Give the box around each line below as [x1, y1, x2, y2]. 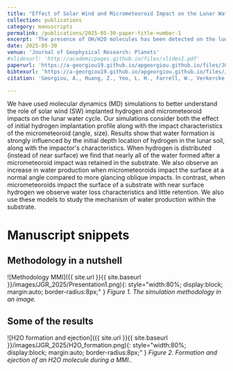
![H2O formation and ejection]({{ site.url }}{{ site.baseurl [7, 334, 169, 342]
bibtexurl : [7, 68, 39, 75]
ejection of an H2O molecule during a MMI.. [7, 356, 132, 364]
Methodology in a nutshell [7, 254, 123, 266]
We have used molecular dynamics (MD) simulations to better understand [7, 100, 218, 108]
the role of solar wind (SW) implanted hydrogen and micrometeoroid [7, 107, 202, 115]
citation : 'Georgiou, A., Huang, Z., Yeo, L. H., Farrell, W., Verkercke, [7, 74, 228, 82]
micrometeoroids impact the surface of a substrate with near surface [7, 181, 205, 189]
